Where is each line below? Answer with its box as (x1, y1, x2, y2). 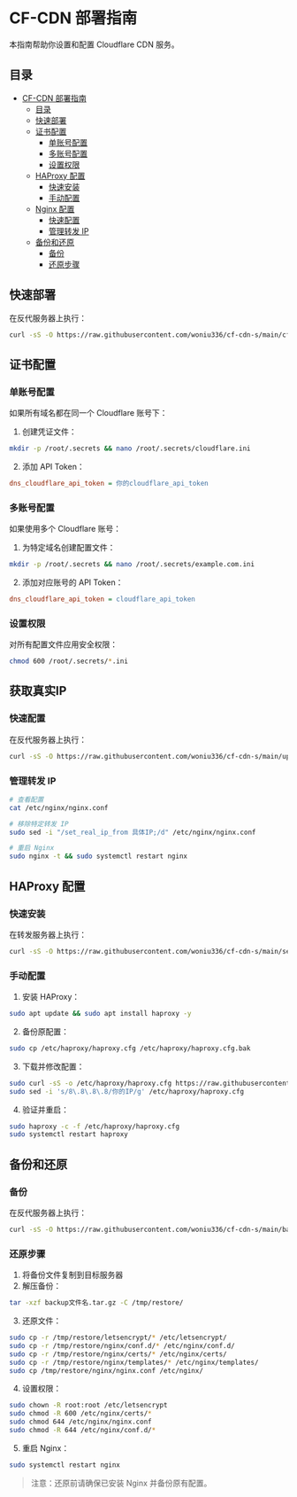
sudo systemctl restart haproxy (9, 1130, 128, 1139)
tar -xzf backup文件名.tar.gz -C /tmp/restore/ (9, 1298, 184, 1307)
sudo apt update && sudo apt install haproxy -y (9, 1010, 192, 1018)
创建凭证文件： (21, 426, 77, 437)
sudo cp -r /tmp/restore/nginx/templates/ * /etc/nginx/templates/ (9, 1358, 259, 1367)
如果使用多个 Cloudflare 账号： (9, 524, 122, 534)
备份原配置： (21, 1025, 69, 1037)
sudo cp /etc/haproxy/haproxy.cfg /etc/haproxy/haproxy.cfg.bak (9, 1043, 251, 1053)
